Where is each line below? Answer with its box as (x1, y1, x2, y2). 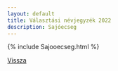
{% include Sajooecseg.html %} (7, 43, 100, 51)
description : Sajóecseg (7, 23, 77, 30)
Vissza (7, 56, 27, 65)
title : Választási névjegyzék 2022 (7, 17, 112, 24)
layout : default (7, 10, 55, 18)
